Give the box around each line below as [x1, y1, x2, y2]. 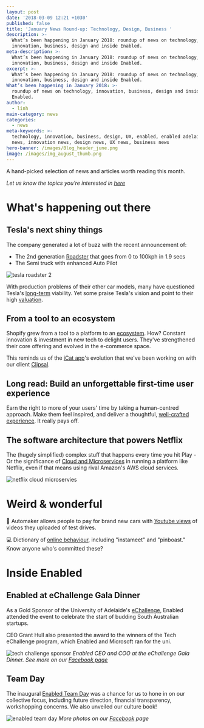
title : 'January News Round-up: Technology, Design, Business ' [6, 26, 172, 32]
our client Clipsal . [6, 361, 50, 368]
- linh [12, 105, 29, 112]
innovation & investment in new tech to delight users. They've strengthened [6, 336, 195, 343]
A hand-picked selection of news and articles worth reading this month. [6, 167, 186, 174]
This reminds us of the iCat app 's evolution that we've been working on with [6, 354, 197, 362]
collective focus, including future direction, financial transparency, [6, 696, 172, 704]
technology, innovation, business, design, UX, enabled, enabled [12, 134, 181, 140]
